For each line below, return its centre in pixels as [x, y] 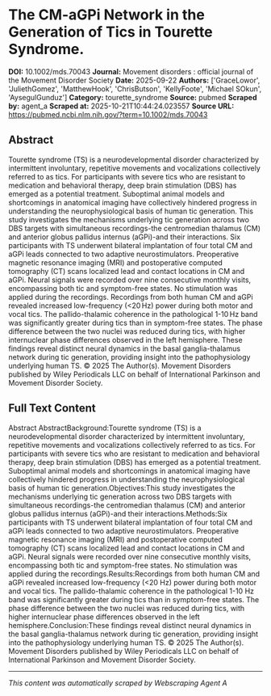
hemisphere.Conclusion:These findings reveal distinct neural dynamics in [130, 625]
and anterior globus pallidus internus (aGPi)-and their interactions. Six [124, 237]
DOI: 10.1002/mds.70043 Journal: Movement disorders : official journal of [131, 71]
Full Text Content [52, 409]
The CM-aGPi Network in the [107, 15]
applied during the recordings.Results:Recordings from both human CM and [134, 574]
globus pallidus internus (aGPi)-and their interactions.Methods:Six [118, 513]
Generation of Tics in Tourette [110, 32]
